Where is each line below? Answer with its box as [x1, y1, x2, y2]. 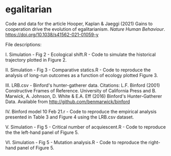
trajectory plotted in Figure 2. [5, 56, 67, 63]
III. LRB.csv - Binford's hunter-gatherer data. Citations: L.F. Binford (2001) [5, 82, 160, 88]
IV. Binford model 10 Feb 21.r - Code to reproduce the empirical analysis [5, 108, 157, 114]
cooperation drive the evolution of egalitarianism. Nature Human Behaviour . [5, 26, 165, 32]
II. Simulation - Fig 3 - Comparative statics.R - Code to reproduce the [5, 67, 151, 73]
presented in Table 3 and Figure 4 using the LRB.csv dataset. [5, 114, 134, 120]
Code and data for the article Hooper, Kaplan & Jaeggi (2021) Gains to [5, 21, 153, 27]
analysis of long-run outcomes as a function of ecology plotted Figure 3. [5, 72, 158, 78]
